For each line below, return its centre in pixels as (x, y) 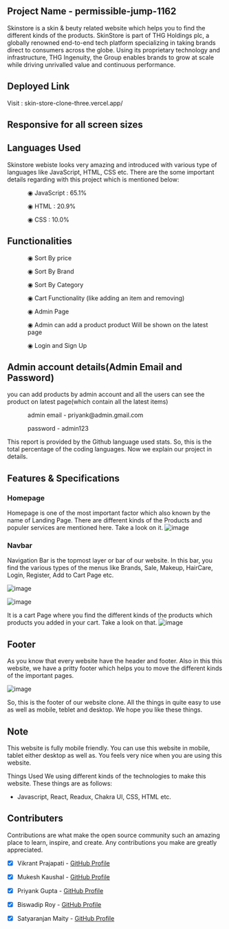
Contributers (35, 818)
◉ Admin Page (48, 311)
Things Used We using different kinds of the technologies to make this (107, 776)
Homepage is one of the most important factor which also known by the (109, 513)
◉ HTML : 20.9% (52, 206)
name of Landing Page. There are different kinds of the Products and (105, 520)
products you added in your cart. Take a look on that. (82, 623)
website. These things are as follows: (59, 783)
